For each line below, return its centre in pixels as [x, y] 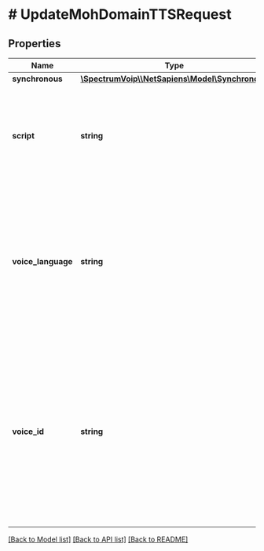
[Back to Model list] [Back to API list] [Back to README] [98, 539]
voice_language [42, 261]
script [24, 136]
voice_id [28, 432]
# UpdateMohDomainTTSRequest [120, 15]
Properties [35, 44]
